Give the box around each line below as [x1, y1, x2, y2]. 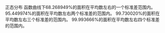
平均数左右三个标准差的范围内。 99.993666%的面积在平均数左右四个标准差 [5, 17, 160, 22]
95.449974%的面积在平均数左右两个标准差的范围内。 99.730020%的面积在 [5, 10, 160, 16]
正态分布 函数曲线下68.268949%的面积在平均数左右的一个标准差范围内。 [5, 4, 156, 10]
